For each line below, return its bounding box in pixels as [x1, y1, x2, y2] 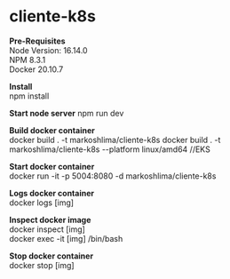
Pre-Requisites [9, 36, 66, 46]
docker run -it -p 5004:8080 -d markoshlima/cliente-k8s [9, 171, 217, 181]
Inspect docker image [9, 214, 91, 225]
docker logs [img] [9, 197, 74, 208]
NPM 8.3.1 [9, 54, 46, 65]
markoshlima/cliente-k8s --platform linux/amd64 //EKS [9, 144, 210, 155]
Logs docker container [9, 187, 95, 198]
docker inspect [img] [9, 224, 86, 235]
